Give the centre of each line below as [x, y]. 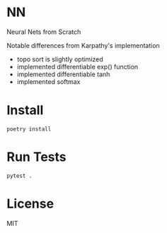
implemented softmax [48, 81]
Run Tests [36, 157]
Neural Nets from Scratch [44, 32]
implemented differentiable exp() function [77, 66]
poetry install [29, 129]
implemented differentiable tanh [63, 74]
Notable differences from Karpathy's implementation [83, 45]
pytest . [19, 176]
